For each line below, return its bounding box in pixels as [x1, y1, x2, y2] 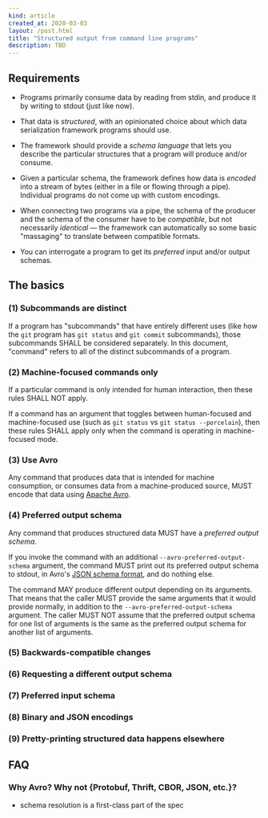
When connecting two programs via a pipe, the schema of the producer [19, 205, 256, 215]
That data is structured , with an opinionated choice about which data [19, 116, 247, 126]
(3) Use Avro [8, 454, 58, 465]
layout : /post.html [8, 26, 74, 34]
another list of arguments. [8, 627, 94, 637]
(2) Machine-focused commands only [8, 366, 158, 378]
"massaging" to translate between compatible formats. [19, 231, 201, 241]
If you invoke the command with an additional [8, 552, 158, 561]
